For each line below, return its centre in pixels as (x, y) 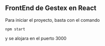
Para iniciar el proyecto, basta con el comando (52, 20)
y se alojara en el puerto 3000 (36, 38)
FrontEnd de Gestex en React (51, 8)
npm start (15, 29)
